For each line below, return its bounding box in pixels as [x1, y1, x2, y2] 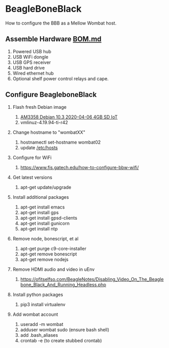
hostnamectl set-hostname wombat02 [20, 139, 101, 145]
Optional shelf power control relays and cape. [12, 75, 109, 82]
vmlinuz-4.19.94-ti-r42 [20, 119, 68, 125]
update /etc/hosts [20, 144, 58, 151]
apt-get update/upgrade [20, 184, 71, 190]
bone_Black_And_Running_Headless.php [20, 282, 106, 288]
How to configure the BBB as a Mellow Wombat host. [5, 20, 116, 26]
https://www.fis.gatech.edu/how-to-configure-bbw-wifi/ [20, 164, 139, 170]
